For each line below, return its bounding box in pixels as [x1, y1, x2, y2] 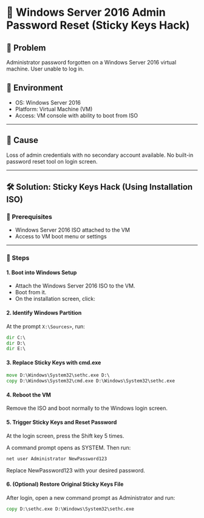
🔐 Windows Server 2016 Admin [6, 5, 166, 19]
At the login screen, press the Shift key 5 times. [6, 432, 124, 440]
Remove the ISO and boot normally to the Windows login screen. [6, 404, 168, 412]
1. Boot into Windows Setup [6, 269, 77, 276]
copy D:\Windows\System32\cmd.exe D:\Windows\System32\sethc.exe [6, 378, 175, 384]
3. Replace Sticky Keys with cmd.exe [6, 359, 101, 366]
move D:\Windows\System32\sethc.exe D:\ [6, 372, 110, 379]
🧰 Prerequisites [6, 212, 53, 221]
